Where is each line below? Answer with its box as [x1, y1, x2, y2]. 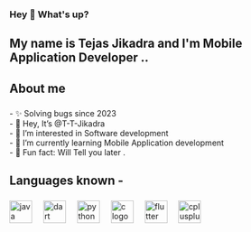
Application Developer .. [9, 50, 149, 66]
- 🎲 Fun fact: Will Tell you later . [9, 146, 126, 157]
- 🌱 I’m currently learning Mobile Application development [9, 137, 224, 148]
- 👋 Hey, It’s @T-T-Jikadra [9, 117, 106, 129]
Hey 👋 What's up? [9, 8, 89, 21]
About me [9, 80, 66, 96]
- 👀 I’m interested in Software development [9, 127, 169, 138]
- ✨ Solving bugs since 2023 [9, 107, 117, 118]
